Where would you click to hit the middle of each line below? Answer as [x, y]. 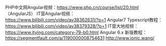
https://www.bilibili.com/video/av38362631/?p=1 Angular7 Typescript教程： [84, 20]
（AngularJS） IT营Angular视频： [40, 13]
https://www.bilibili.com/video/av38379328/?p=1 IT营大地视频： [72, 26]
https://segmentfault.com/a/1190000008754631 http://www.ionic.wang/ [80, 38]
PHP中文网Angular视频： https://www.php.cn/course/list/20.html [72, 7]
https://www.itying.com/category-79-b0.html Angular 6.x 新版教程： [76, 32]
